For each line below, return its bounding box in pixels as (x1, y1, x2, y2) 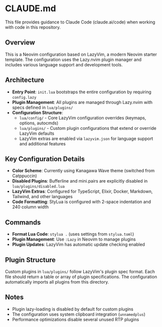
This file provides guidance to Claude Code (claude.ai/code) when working (5, 19, 156, 25)
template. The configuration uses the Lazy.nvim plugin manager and (5, 57, 142, 62)
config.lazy (12, 95, 36, 100)
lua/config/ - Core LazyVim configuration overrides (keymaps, (19, 115, 146, 121)
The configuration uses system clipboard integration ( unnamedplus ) (12, 311, 146, 317)
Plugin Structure (5, 256, 56, 264)
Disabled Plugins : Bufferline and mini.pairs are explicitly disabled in (12, 178, 148, 184)
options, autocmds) (19, 120, 58, 126)
